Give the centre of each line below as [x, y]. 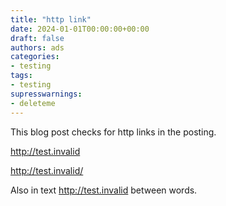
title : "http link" [51, 19]
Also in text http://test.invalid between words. [104, 190]
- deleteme [33, 103]
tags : [21, 76]
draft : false [37, 38]
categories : [35, 57]
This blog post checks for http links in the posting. [113, 132]
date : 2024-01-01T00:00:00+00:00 [80, 29]
